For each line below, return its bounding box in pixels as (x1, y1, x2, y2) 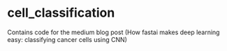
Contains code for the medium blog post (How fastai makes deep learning (7, 28, 220, 36)
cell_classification (7, 5, 115, 21)
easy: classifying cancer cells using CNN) (7, 35, 128, 43)
